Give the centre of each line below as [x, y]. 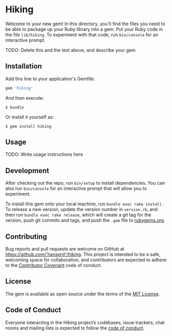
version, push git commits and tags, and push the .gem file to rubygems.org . [85, 220]
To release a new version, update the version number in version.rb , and [82, 209]
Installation [24, 66]
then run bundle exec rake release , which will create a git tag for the [78, 215]
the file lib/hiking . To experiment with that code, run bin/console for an [82, 34]
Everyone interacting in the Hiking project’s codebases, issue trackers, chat [85, 322]
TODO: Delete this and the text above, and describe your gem [71, 50]
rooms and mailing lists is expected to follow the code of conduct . [75, 328]
